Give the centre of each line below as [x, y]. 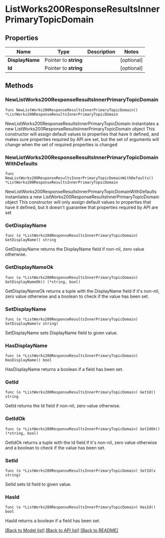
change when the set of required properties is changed [61, 144]
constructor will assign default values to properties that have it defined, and [82, 134]
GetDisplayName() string [31, 240]
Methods [19, 86]
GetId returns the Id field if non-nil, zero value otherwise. [63, 406]
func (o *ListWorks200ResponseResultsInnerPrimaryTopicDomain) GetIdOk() [83, 429]
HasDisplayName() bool [28, 360]
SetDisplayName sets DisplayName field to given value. [62, 333]
